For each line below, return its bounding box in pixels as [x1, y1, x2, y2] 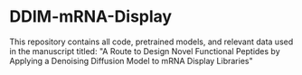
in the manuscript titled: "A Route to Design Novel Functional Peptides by [9, 45, 280, 56]
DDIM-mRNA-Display [9, 6, 173, 27]
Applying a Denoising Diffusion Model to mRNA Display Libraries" [9, 55, 253, 66]
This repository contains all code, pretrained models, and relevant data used [9, 36, 294, 47]
